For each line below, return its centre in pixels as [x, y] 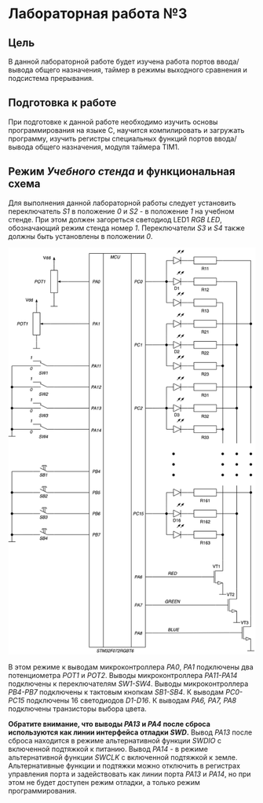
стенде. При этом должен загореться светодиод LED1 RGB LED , [115, 219]
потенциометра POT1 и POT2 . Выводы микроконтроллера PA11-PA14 [123, 676]
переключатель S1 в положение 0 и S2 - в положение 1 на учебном [121, 211]
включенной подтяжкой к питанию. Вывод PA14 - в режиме [108, 749]
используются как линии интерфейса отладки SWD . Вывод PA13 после [130, 732]
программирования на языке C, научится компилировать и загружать [126, 130]
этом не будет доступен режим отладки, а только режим [104, 783]
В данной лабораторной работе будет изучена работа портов [111, 61]
